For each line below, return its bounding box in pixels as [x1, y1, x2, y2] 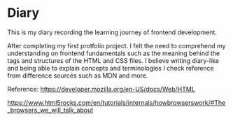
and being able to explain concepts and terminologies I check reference [7, 64, 215, 72]
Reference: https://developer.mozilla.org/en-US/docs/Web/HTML [7, 85, 196, 93]
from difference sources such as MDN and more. [7, 71, 148, 80]
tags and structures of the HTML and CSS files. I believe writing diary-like [7, 56, 219, 64]
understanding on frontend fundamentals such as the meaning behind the [7, 49, 220, 57]
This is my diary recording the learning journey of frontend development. [7, 28, 217, 36]
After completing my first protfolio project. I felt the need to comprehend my [7, 41, 226, 50]
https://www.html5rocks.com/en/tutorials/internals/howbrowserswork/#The [7, 98, 226, 106]
